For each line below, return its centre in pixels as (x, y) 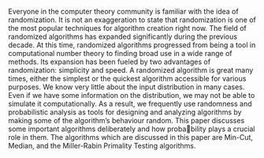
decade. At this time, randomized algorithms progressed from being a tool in (132, 45)
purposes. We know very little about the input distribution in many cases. (126, 87)
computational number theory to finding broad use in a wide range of (120, 53)
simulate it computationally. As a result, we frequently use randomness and (130, 103)
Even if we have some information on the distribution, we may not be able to (132, 95)
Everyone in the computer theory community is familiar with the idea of (123, 11)
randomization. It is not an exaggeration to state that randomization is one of (132, 20)
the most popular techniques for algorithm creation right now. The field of (127, 28)
